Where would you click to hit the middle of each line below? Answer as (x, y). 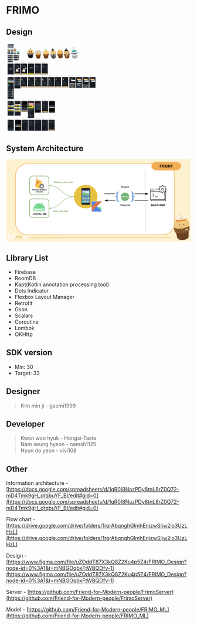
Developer (26, 424)
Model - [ (17, 610)
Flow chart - (21, 519)
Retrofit (23, 303)
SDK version (29, 353)
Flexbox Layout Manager (45, 297)
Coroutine (27, 322)
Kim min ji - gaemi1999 (48, 406)
